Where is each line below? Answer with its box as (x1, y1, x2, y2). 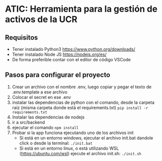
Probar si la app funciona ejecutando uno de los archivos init (12, 130, 134, 136)
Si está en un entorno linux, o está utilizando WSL (19, 145, 119, 151)
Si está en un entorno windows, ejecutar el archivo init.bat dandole (19, 135, 153, 140)
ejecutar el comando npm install (12, 124, 79, 130)
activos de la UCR (5, 14, 78, 25)
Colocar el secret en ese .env (12, 94, 72, 100)
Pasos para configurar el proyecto (5, 71, 110, 79)
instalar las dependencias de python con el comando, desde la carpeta (12, 99, 155, 105)
